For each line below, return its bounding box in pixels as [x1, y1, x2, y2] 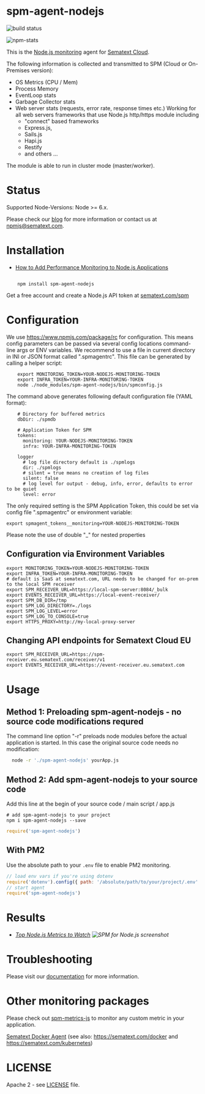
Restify [24, 143, 42, 151]
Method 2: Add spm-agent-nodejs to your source [6, 774, 198, 785]
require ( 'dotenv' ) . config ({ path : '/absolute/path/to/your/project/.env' [6, 879, 199, 885]
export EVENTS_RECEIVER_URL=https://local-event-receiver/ [6, 592, 160, 598]
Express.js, [24, 124, 53, 131]
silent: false [22, 475, 59, 481]
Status [6, 184, 41, 197]
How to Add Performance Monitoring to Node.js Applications [15, 263, 168, 271]
